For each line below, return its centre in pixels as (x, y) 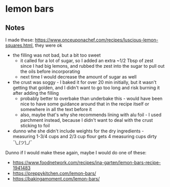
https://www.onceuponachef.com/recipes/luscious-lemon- (97, 40)
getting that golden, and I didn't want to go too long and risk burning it (86, 88)
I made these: (20, 40)
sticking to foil (35, 126)
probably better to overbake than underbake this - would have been (91, 98)
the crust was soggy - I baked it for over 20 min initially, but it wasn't (84, 82)
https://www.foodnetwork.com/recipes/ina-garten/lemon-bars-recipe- (87, 163)
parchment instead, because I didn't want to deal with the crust (87, 120)
